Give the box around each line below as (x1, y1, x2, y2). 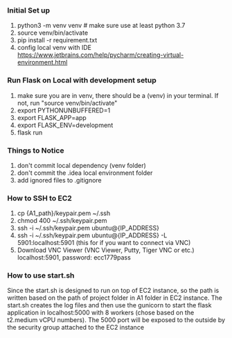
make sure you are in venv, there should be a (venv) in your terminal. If (17, 91, 220, 99)
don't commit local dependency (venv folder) (17, 161, 147, 169)
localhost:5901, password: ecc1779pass (17, 253, 132, 262)
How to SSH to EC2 (7, 193, 73, 203)
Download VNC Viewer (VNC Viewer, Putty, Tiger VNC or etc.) (17, 246, 195, 255)
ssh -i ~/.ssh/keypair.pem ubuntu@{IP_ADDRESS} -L (17, 231, 168, 239)
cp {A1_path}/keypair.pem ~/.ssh (17, 209, 111, 217)
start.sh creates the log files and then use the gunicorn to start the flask (7, 301, 212, 310)
